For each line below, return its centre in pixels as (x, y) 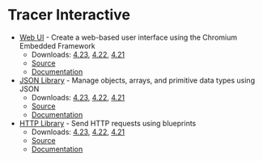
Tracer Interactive (69, 15)
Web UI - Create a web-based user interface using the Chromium (128, 37)
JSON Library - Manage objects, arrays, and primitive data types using (137, 80)
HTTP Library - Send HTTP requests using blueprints (108, 123)
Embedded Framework (57, 45)
